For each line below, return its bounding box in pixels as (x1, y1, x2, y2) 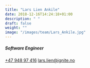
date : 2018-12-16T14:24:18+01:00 (5, 12, 73, 17)
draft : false (5, 21, 32, 26)
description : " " (5, 16, 40, 21)
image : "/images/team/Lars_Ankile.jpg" (5, 30, 86, 35)
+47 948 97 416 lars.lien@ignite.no (5, 57, 75, 63)
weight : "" (5, 25, 27, 30)
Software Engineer (5, 45, 44, 51)
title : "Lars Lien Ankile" (5, 7, 60, 12)
